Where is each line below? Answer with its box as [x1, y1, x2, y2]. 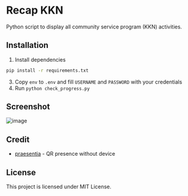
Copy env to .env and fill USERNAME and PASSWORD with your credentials [14, 78, 183, 85]
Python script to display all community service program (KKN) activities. [6, 23, 182, 30]
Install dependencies [14, 56, 66, 63]
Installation [6, 40, 49, 50]
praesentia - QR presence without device [14, 150, 116, 158]
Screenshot [6, 102, 50, 112]
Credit [6, 134, 30, 144]
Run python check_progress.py [14, 84, 90, 92]
